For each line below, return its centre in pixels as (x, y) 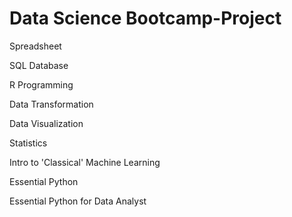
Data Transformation (51, 104)
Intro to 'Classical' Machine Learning (85, 162)
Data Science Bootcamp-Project (145, 18)
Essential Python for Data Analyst (78, 201)
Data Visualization (46, 123)
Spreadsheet (35, 46)
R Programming (41, 84)
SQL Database (39, 65)
